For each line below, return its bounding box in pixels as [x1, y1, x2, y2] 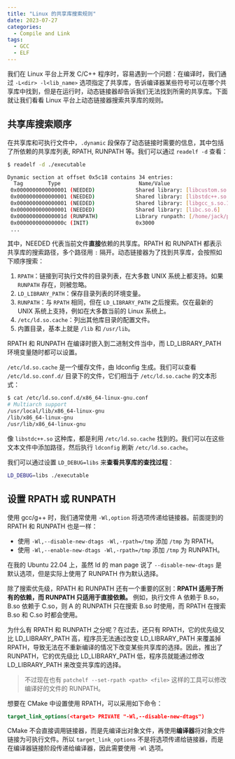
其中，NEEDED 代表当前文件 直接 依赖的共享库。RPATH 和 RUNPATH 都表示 [7, 239, 222, 248]
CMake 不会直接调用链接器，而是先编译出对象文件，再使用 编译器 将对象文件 [7, 727, 226, 735]
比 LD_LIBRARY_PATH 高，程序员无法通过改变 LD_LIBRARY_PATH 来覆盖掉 [7, 634, 222, 643]
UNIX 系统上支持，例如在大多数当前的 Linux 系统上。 [17, 307, 170, 316]
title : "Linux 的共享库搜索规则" [7, 10, 97, 18]
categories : [7, 23, 42, 30]
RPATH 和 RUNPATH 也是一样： [7, 522, 98, 530]
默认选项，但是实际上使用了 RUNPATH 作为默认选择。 [7, 569, 162, 577]
